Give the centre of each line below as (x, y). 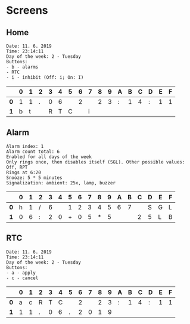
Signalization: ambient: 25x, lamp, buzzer (61, 183)
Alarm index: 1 (25, 146)
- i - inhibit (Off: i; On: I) (45, 78)
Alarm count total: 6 (33, 152)
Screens (27, 10)
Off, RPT (17, 167)
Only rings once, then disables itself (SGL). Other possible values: (96, 162)
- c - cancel (22, 278)
